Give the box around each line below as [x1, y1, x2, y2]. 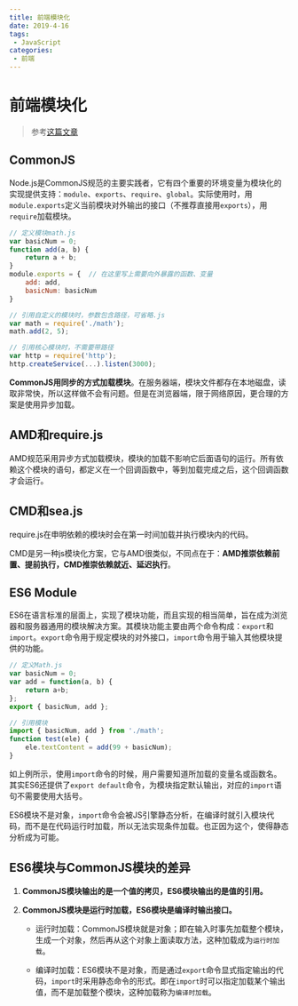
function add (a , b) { [9, 245, 90, 254]
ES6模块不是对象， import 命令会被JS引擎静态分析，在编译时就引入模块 [9, 810, 268, 820]
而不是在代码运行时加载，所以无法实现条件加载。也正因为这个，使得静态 [24, 820, 289, 831]
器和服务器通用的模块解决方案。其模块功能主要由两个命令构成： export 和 [9, 621, 274, 632]
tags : [9, 29, 29, 38]
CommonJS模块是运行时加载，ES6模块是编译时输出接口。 [21, 904, 237, 915]
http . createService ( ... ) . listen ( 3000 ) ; [9, 360, 157, 369]
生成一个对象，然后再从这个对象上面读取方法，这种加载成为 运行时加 [35, 934, 280, 945]
